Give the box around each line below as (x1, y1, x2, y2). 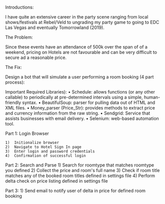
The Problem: (5, 34, 33, 40)
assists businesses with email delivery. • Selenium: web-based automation (5, 115, 159, 121)
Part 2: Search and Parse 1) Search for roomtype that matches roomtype (5, 162, 154, 168)
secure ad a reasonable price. (5, 54, 66, 60)
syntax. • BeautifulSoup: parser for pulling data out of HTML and (22, 99, 155, 105)
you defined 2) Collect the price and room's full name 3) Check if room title (5, 167, 160, 173)
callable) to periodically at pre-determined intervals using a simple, (5, 94, 143, 100)
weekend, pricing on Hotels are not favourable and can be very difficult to (5, 49, 157, 55)
